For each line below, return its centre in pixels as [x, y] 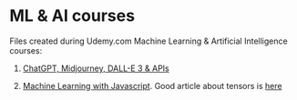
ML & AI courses [72, 16]
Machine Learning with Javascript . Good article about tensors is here [152, 85]
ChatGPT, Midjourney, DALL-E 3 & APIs [96, 68]
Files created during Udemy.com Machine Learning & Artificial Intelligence [149, 41]
